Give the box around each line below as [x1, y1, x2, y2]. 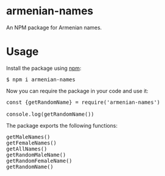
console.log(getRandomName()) [6, 110, 95, 118]
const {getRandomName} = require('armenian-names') [6, 98, 161, 106]
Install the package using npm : [6, 64, 82, 72]
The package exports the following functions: [6, 122, 118, 129]
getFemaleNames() [6, 139, 57, 146]
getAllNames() [6, 145, 48, 152]
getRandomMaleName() [6, 151, 67, 158]
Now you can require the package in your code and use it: [6, 87, 149, 94]
